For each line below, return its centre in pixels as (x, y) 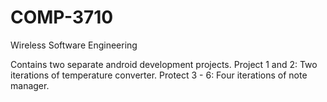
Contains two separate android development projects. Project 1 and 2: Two (164, 64)
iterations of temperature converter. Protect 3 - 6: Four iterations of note (159, 75)
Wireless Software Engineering (74, 45)
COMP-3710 (62, 17)
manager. (30, 85)
